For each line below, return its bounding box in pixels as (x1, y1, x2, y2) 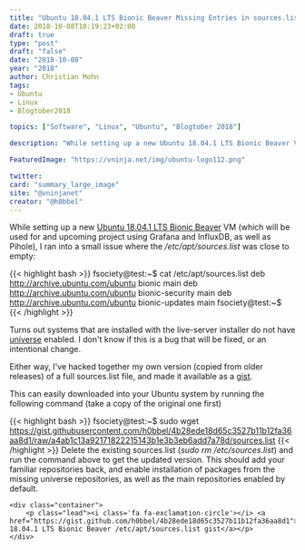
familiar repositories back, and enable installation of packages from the (9, 464, 275, 475)
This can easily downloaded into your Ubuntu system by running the (9, 388, 265, 399)
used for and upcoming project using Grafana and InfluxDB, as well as (9, 231, 271, 242)
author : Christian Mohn (9, 73, 100, 82)
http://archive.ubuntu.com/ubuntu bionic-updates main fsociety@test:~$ (9, 297, 282, 309)
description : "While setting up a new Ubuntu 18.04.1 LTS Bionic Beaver (9, 139, 290, 148)
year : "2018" (9, 64, 59, 74)
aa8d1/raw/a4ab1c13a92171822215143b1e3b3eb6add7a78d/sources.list (9, 435, 276, 446)
